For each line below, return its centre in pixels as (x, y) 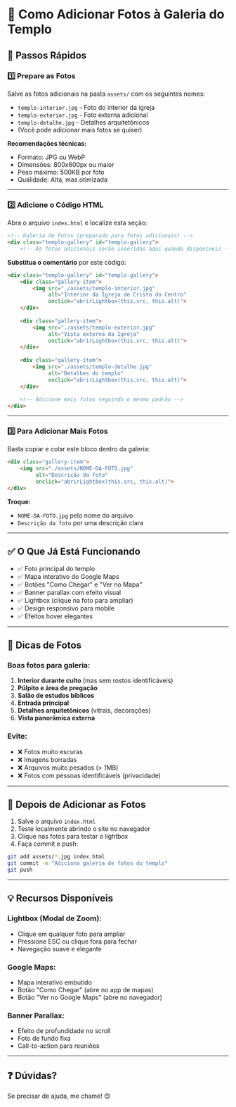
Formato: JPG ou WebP (51, 157)
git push (20, 870)
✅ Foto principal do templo (56, 568)
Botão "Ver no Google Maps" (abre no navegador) (90, 997)
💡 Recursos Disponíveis (60, 898)
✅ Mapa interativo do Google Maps (68, 576)
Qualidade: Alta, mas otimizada (62, 180)
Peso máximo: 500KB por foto (61, 172)
